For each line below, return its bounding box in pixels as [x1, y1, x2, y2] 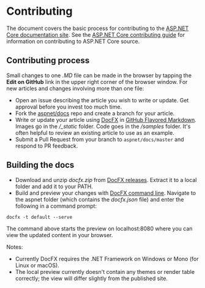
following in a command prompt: [15, 202, 97, 210]
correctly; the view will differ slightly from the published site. [15, 275, 168, 282]
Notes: [6, 243, 23, 251]
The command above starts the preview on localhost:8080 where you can [6, 225, 193, 232]
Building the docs [6, 160, 75, 170]
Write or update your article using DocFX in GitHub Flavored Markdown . [15, 116, 197, 123]
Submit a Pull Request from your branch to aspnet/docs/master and [15, 135, 185, 143]
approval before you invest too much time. [15, 103, 122, 110]
